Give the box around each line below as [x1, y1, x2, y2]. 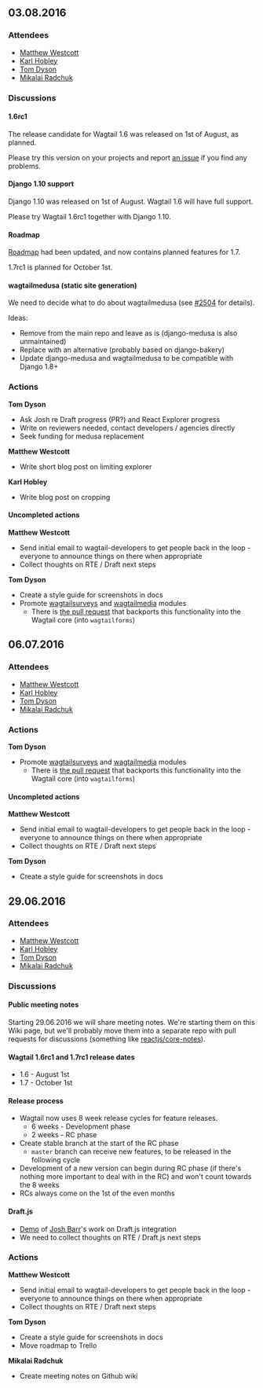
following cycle [31, 1155, 81, 1165]
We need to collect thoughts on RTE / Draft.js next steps [19, 1232, 202, 1242]
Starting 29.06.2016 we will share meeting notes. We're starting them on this [8, 1017, 255, 1026]
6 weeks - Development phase [31, 1122, 131, 1131]
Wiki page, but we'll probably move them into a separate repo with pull [8, 1026, 237, 1035]
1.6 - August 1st [19, 1070, 70, 1079]
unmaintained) [19, 337, 67, 347]
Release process [8, 1096, 64, 1105]
